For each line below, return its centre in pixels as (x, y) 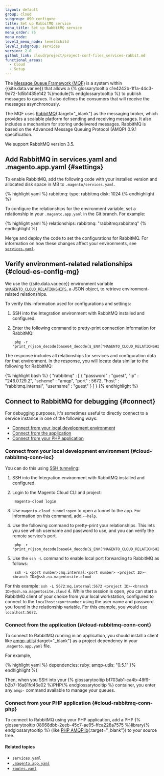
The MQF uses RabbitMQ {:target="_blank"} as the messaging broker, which (82, 113)
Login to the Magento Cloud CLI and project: (57, 492)
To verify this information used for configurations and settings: (68, 304)
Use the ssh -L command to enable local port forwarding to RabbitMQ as (86, 558)
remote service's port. (35, 536)
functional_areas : (24, 60)
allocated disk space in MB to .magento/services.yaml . (60, 184)
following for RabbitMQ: (29, 366)
